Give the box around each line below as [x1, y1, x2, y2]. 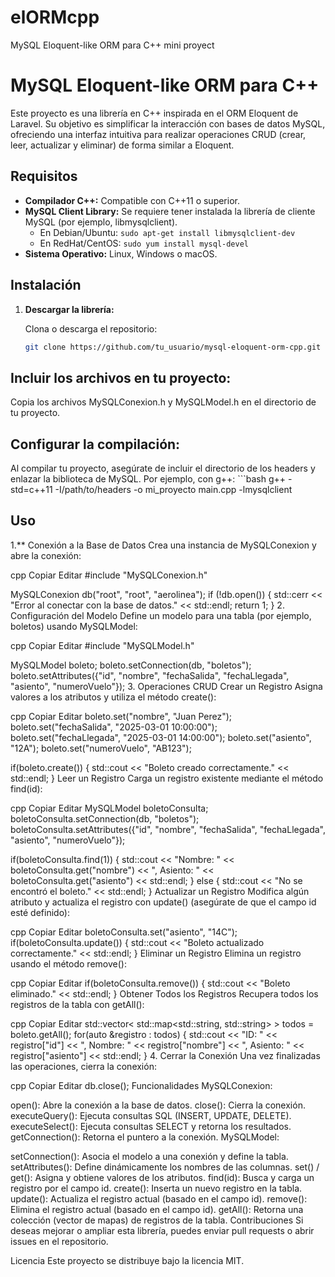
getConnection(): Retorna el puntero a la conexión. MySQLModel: [10, 1131, 280, 1143]
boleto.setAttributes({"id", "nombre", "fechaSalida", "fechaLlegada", [10, 669, 290, 681]
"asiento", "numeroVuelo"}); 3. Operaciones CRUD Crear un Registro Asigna [10, 680, 323, 692]
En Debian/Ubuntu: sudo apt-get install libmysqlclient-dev [39, 226, 296, 238]
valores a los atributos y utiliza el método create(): [10, 691, 217, 703]
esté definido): [10, 906, 71, 918]
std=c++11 [10, 484, 53, 495]
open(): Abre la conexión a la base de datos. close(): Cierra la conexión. [10, 1099, 306, 1111]
